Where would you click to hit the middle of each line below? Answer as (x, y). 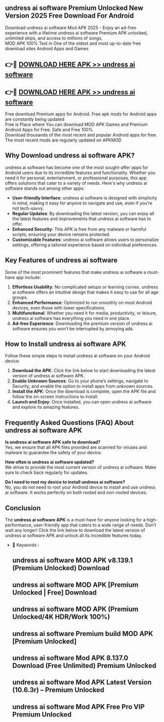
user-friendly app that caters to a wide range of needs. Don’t (95, 525)
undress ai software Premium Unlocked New (74, 8)
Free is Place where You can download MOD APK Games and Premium (76, 124)
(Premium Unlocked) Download (61, 568)
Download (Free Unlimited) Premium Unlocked (84, 666)
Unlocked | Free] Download (54, 592)
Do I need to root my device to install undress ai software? (65, 482)
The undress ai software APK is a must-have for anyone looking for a (75, 520)
